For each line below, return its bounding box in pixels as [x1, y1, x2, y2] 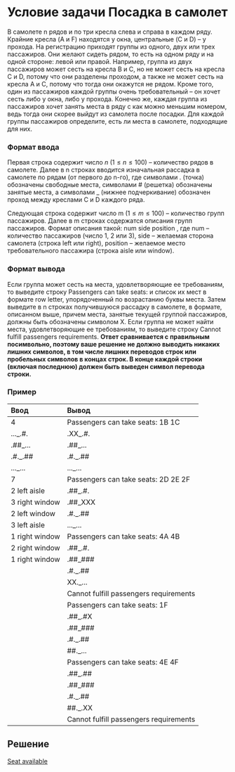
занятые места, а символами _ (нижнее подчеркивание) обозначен [7, 188, 210, 197]
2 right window [11, 543, 61, 553]
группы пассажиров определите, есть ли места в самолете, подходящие [7, 117, 228, 125]
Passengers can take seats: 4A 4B [67, 532, 180, 541]
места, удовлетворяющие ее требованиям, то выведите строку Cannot [7, 325, 221, 333]
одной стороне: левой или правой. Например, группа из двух [7, 57, 193, 65]
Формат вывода [7, 264, 65, 274]
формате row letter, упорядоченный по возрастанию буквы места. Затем [7, 295, 226, 303]
